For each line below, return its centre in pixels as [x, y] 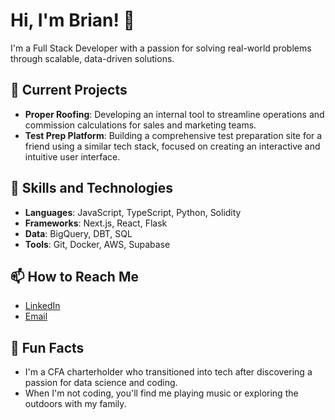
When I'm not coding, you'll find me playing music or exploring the [161, 393]
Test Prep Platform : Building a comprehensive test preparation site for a [173, 135]
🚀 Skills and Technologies [92, 188]
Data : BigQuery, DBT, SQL [78, 233]
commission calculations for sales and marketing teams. [140, 125]
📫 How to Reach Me [74, 276]
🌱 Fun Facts [47, 347]
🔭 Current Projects [69, 90]
